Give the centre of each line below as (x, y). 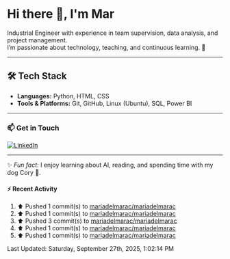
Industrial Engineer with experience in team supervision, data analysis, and (113, 33)
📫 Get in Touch (33, 128)
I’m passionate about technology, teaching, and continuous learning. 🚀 (106, 47)
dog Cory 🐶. (24, 173)
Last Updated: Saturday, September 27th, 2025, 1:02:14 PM (91, 249)
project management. (37, 40)
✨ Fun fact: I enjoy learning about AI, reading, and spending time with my (110, 165)
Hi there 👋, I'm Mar (61, 14)
